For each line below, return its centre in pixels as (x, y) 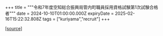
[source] (14, 28)
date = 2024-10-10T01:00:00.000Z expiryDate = (65, 13)
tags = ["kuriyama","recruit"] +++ (76, 19)
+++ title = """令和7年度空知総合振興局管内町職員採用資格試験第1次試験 (77, 7)
